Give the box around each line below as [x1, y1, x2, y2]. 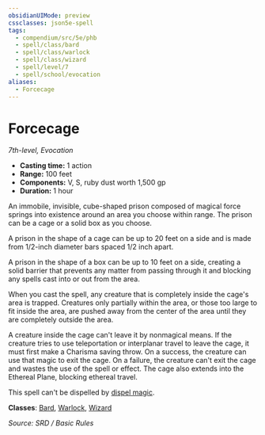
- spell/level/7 [15, 63, 69, 71]
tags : [8, 26, 26, 34]
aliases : [8, 78, 37, 86]
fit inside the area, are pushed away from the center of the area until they [8, 307, 247, 316]
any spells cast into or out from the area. [8, 274, 140, 284]
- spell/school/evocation [15, 71, 101, 78]
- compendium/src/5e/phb [15, 33, 97, 42]
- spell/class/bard [15, 41, 80, 49]
